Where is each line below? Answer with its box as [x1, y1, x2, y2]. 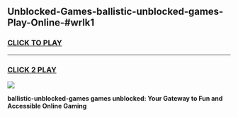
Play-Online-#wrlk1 [7, 17, 95, 29]
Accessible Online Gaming [7, 101, 87, 110]
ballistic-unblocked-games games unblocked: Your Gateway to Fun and [7, 94, 223, 102]
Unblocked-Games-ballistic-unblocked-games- [7, 6, 224, 18]
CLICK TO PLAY [7, 38, 62, 48]
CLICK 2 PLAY [7, 65, 57, 74]
